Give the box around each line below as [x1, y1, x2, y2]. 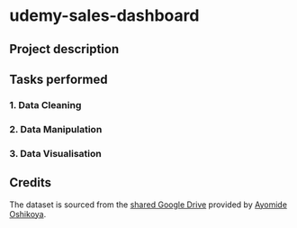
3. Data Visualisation [9, 147, 102, 160]
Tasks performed [9, 71, 108, 87]
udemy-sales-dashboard [9, 5, 200, 26]
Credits [9, 175, 52, 190]
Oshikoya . [9, 208, 47, 219]
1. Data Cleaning [9, 98, 82, 111]
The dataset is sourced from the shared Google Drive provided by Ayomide [9, 199, 288, 210]
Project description [9, 41, 120, 57]
